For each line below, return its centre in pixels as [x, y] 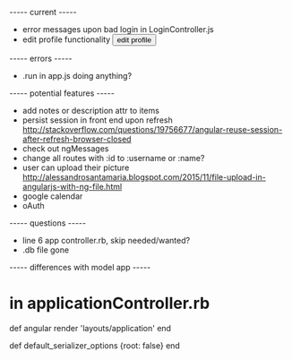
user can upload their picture [76, 167]
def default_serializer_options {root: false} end [95, 345]
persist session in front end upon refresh [97, 120]
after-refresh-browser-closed [77, 139]
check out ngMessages [65, 149]
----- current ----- [43, 12]
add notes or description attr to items [90, 111]
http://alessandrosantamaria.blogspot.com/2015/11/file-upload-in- [144, 177]
